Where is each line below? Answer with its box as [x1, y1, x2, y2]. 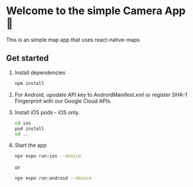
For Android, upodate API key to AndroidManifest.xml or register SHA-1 [14, 91, 188, 98]
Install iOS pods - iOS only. [14, 109, 80, 116]
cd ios [14, 120, 31, 126]
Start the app [14, 142, 47, 149]
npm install [14, 80, 44, 86]
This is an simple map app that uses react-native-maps [6, 36, 140, 43]
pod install [14, 126, 44, 132]
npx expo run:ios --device [14, 153, 81, 159]
